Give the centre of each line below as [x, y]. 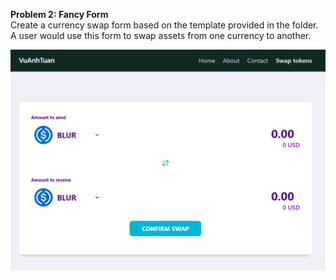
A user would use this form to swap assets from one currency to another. [161, 35]
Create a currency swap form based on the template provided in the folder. [164, 25]
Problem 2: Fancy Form [59, 14]
